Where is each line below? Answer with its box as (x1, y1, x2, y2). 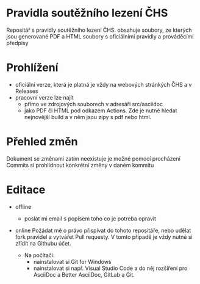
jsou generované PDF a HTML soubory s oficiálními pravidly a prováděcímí (6, 32, 194, 40)
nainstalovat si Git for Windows (33, 258, 112, 265)
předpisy (6, 39, 29, 46)
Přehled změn (6, 135, 78, 149)
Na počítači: (24, 251, 55, 259)
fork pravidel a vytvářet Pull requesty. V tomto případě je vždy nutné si (15, 233, 193, 241)
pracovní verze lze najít (15, 93, 74, 101)
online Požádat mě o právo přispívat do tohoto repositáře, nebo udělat (15, 227, 191, 234)
